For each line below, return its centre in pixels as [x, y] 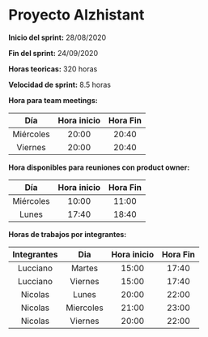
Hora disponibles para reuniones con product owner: [99, 167]
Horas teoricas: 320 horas [53, 69]
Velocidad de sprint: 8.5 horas [60, 84]
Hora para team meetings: [53, 100]
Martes [85, 268]
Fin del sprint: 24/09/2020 [53, 53]
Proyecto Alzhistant [76, 15]
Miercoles [85, 308]
